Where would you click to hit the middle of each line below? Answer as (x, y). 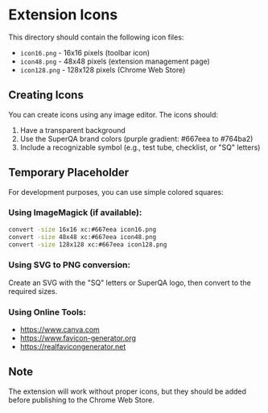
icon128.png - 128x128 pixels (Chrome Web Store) (103, 69)
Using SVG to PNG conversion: (70, 265)
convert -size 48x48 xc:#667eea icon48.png (82, 237)
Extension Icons (63, 15)
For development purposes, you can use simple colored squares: (116, 192)
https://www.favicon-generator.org (78, 338)
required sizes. (33, 291)
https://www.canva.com (60, 330)
